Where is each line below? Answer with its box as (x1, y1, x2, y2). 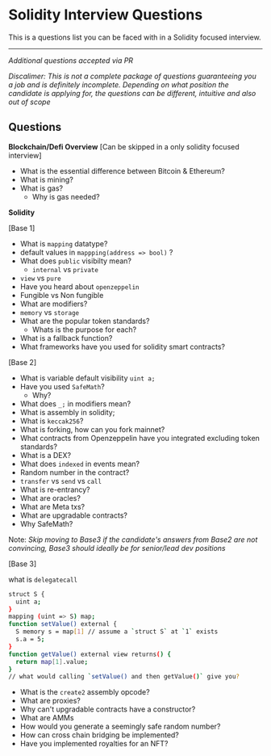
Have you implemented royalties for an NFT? (19, 739, 169, 749)
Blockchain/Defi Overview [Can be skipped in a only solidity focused (8, 141, 240, 151)
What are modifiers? (19, 299, 88, 309)
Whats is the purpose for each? (31, 325, 137, 334)
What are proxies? (19, 696, 81, 706)
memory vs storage (19, 307, 80, 317)
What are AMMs (19, 713, 74, 723)
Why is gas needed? (31, 191, 100, 201)
